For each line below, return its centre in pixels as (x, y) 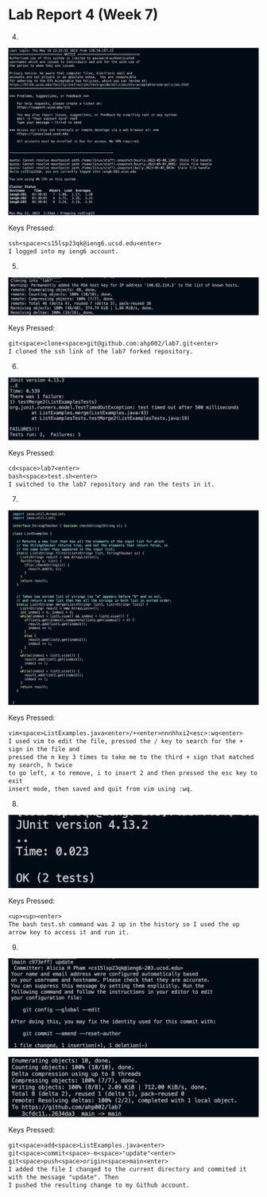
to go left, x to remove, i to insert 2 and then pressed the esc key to (133, 773)
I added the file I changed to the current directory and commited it (128, 1169)
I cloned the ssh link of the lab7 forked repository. (101, 351)
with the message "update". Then (64, 1177)
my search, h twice (41, 765)
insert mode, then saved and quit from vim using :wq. (101, 789)
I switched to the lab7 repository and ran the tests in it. (112, 485)
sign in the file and (44, 749)
